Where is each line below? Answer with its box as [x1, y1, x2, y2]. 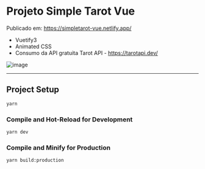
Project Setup [6, 84, 60, 95]
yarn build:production [6, 157, 64, 164]
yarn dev [6, 129, 29, 135]
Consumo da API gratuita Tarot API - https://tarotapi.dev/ [15, 49, 159, 56]
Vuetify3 [15, 36, 37, 43]
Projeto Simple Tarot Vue [6, 4, 135, 18]
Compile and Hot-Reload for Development [6, 115, 133, 123]
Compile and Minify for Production [6, 143, 111, 152]
